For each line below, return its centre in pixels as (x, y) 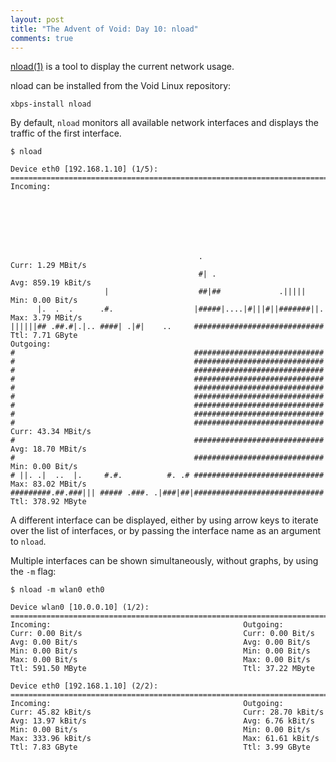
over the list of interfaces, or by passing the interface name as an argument (166, 531)
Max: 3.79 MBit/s (46, 318)
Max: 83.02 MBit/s (48, 484)
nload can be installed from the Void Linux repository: (121, 86)
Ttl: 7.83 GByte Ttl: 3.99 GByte (160, 747)
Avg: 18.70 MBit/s (48, 449)
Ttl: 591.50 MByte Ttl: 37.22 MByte (162, 669)
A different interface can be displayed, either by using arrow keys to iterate (164, 520)
